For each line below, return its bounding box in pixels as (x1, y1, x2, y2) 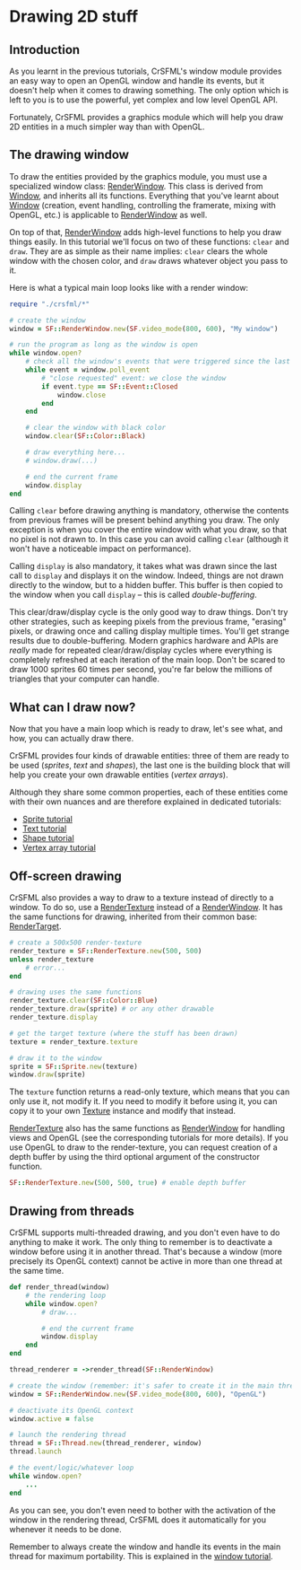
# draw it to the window (9, 1053, 102, 1063)
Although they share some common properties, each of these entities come (9, 787, 288, 798)
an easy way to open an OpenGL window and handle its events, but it (9, 75, 265, 86)
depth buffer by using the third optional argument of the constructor (9, 1152, 260, 1162)
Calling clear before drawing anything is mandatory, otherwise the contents (9, 505, 289, 516)
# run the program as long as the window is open (9, 340, 199, 349)
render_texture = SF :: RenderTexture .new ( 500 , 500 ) (9, 946, 202, 955)
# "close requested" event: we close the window (41, 373, 227, 382)
